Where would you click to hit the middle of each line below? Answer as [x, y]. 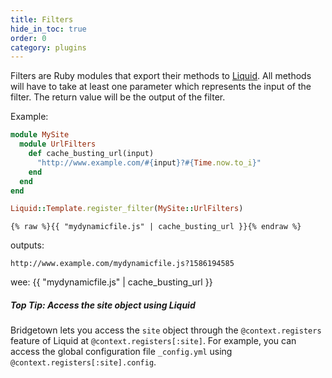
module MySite [40, 135]
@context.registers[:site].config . [83, 362]
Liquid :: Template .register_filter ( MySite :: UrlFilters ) [127, 209]
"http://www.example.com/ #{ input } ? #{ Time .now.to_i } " [149, 162]
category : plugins [48, 47]
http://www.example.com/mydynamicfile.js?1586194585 [122, 264]
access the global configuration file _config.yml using [121, 352]
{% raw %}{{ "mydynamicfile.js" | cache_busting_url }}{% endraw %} [156, 227]
